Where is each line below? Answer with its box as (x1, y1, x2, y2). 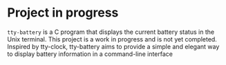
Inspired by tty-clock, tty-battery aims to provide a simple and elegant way (7, 42, 220, 50)
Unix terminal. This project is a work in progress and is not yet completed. (7, 35, 218, 43)
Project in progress (7, 5, 119, 21)
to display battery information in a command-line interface (7, 50, 173, 58)
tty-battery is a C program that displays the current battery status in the (7, 28, 215, 36)
